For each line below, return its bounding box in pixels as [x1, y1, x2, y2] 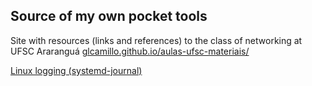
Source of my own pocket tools [10, 8, 208, 25]
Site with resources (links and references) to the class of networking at [10, 34, 303, 46]
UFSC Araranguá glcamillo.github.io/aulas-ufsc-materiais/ [10, 45, 250, 57]
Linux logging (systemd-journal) [10, 64, 143, 76]
